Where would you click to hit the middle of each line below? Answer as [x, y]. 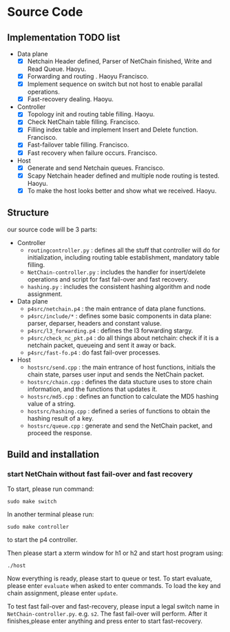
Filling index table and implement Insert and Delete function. [113, 130]
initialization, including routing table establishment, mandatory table [123, 257]
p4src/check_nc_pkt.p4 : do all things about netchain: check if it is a [123, 337]
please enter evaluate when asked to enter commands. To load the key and [114, 586]
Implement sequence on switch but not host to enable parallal [115, 84]
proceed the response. [60, 433]
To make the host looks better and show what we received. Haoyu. [122, 191]
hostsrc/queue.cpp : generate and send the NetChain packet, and [120, 425]
